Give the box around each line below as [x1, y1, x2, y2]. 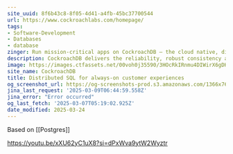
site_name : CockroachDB [7, 68, 76, 75]
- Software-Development [7, 29, 76, 37]
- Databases [7, 36, 42, 43]
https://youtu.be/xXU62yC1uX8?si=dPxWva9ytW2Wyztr [7, 139, 168, 147]
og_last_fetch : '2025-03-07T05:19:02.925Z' [7, 100, 135, 107]
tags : [7, 23, 23, 30]
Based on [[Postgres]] [7, 125, 71, 133]
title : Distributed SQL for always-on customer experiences [7, 74, 185, 81]
